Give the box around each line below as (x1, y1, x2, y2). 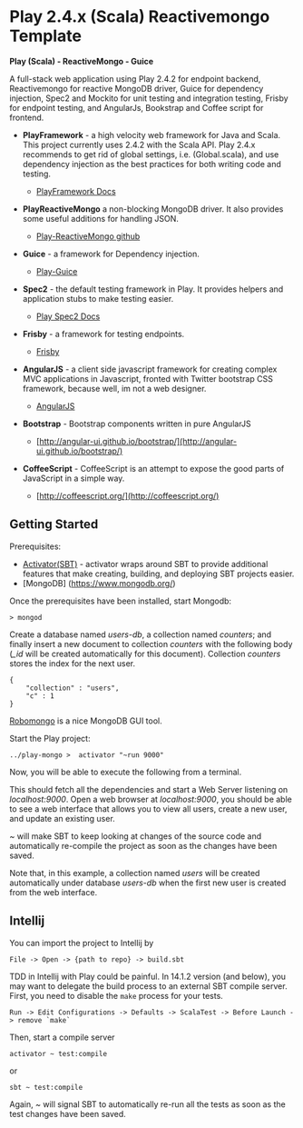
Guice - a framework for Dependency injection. (22, 248, 200, 259)
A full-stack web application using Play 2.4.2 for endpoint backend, (9, 73, 261, 84)
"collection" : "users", (25, 684, 120, 693)
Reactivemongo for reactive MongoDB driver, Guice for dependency (9, 83, 264, 94)
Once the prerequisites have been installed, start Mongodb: (9, 595, 232, 606)
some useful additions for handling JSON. (22, 213, 180, 224)
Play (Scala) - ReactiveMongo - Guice (9, 55, 154, 66)
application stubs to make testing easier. (22, 293, 174, 304)
